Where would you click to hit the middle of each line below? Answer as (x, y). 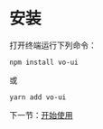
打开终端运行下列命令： (53, 45)
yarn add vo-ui (38, 97)
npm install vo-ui (44, 62)
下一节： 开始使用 (41, 115)
